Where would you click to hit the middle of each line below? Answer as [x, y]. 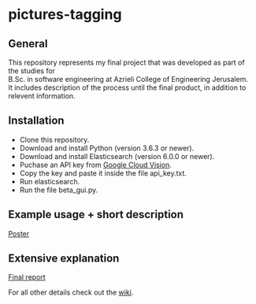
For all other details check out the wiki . [71, 292]
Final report [27, 277]
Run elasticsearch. [50, 181]
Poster [19, 233]
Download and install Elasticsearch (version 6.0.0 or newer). [117, 156]
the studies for [32, 71]
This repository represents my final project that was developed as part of [127, 62]
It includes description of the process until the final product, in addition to [127, 87]
